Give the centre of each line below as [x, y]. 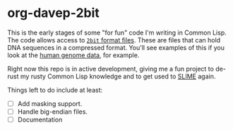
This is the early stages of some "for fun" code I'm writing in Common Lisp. [117, 32]
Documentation [40, 120]
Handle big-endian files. [53, 112]
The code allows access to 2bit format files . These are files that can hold [114, 40]
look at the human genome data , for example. [73, 55]
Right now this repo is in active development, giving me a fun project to [110, 69]
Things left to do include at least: [55, 90]
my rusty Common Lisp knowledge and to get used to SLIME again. [118, 76]
